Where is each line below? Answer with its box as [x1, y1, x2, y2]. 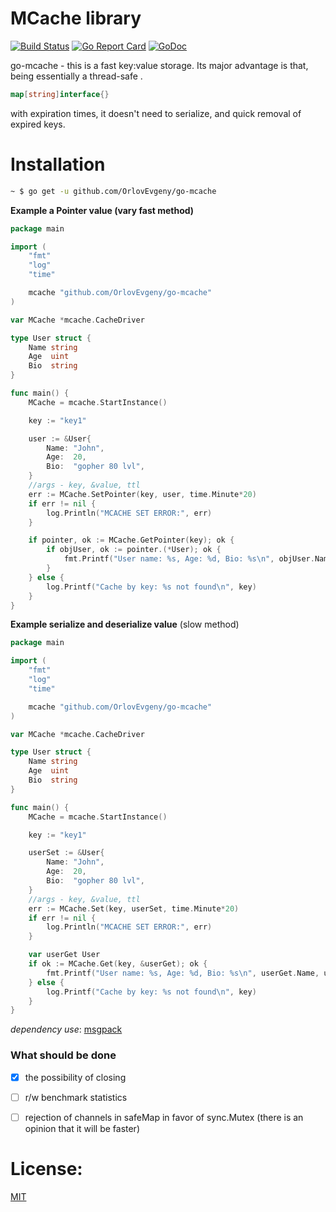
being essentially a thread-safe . [10, 70, 143, 82]
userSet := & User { [28, 848, 105, 858]
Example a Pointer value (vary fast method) [10, 204, 195, 216]
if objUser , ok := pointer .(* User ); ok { [46, 545, 222, 555]
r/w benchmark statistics [24, 1091, 128, 1103]
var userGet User [28, 950, 101, 960]
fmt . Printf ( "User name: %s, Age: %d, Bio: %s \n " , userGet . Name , [46, 968, 320, 978]
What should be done [10, 1048, 117, 1062]
